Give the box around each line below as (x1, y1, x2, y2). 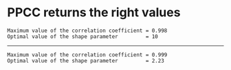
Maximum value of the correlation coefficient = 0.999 (7, 51, 168, 58)
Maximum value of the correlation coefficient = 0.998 (7, 27, 168, 34)
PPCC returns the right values (7, 5, 181, 20)
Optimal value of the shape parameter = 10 (7, 33, 158, 40)
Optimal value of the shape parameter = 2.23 (7, 57, 165, 64)
